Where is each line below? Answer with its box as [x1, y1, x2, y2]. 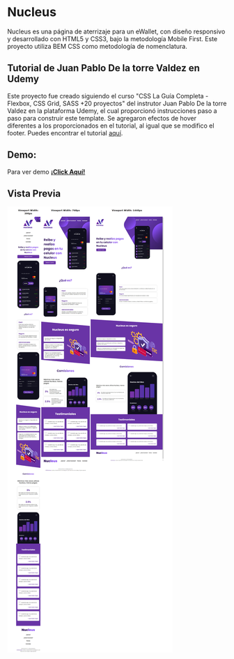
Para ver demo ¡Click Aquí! [7, 167, 86, 176]
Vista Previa [7, 188, 61, 199]
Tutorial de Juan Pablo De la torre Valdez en [7, 62, 201, 74]
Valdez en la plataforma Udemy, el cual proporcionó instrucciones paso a [7, 106, 217, 115]
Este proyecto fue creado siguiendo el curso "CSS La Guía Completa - [7, 91, 209, 100]
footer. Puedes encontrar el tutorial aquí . [7, 128, 123, 137]
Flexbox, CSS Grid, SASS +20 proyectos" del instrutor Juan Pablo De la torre [7, 99, 227, 107]
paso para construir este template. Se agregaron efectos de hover [7, 114, 197, 122]
